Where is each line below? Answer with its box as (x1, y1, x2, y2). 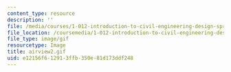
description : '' (7, 16, 54, 23)
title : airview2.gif (7, 49, 67, 56)
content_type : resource (7, 10, 76, 17)
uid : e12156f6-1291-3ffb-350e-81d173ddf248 (7, 55, 134, 62)
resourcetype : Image (7, 42, 67, 49)
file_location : (7, 29, 51, 36)
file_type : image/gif (7, 36, 69, 43)
